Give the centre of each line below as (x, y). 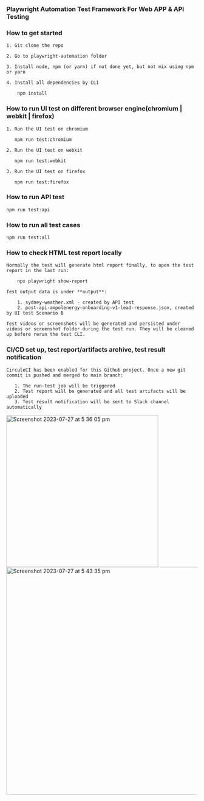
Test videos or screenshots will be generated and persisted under (93, 324)
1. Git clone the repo (35, 46)
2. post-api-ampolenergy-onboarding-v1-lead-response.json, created (106, 308)
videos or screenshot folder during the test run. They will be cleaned (100, 329)
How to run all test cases (43, 225)
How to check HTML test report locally (64, 253)
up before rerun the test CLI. (46, 335)
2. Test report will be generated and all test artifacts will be (100, 391)
